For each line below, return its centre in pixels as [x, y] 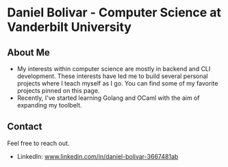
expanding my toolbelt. [49, 105]
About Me [28, 52]
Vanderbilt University [69, 27]
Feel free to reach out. [38, 143]
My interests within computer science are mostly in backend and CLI [114, 69]
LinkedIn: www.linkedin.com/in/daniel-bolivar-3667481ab [98, 156]
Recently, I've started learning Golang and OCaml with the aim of [108, 98]
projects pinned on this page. [58, 91]
